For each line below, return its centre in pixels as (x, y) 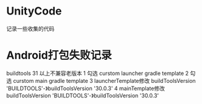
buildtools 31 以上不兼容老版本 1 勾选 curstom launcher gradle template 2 (98, 73)
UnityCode (34, 11)
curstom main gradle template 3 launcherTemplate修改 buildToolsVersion (104, 80)
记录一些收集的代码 (30, 28)
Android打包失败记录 (59, 55)
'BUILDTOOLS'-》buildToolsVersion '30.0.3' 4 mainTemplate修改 (86, 88)
